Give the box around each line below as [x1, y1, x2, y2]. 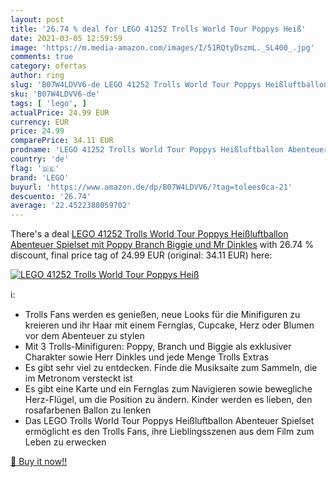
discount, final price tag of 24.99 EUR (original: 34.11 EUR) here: [10, 249, 273, 261]
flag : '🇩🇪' [10, 163, 60, 173]
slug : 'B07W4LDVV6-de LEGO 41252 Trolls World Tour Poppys [10, 80, 262, 90]
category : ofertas [10, 61, 87, 71]
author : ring [10, 71, 65, 81]
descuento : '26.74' [10, 191, 92, 201]
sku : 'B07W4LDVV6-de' [10, 89, 101, 99]
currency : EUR [10, 117, 70, 127]
